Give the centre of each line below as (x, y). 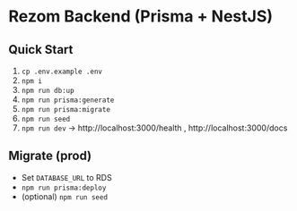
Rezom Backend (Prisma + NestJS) (141, 17)
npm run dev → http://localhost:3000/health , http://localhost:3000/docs (154, 128)
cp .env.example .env (61, 72)
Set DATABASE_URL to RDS (67, 177)
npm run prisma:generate (68, 100)
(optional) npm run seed (65, 196)
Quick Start (41, 50)
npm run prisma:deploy (64, 188)
